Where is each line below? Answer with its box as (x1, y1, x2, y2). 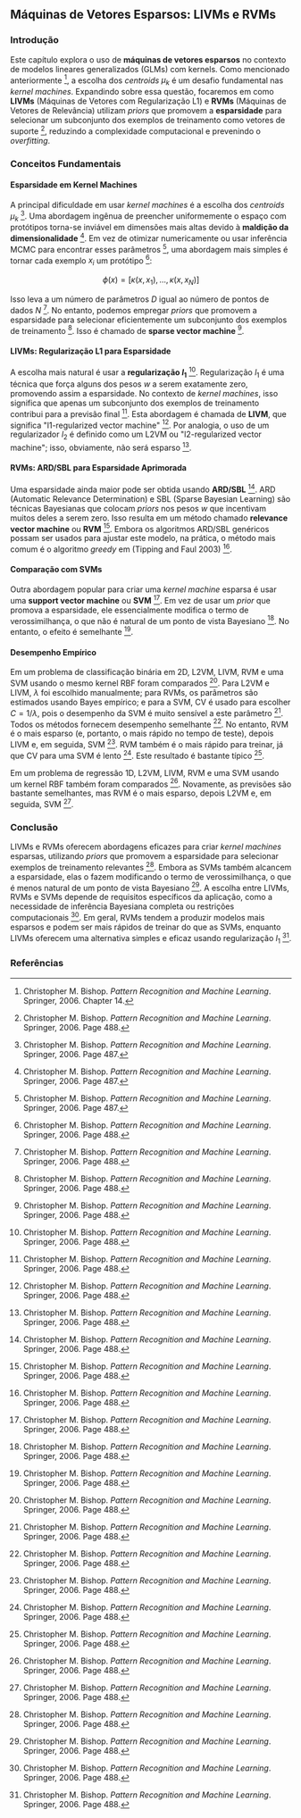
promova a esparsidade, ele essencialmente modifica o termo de (10, 605, 249, 615)
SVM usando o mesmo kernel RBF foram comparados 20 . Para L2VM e (10, 676, 271, 688)
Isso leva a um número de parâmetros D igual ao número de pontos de (10, 294, 270, 304)
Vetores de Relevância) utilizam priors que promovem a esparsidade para (10, 105, 282, 116)
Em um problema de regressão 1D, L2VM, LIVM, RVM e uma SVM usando (10, 767, 280, 778)
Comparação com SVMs (10, 564, 103, 575)
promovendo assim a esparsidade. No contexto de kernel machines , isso (10, 388, 279, 398)
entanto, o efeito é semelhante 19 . (10, 625, 134, 638)
